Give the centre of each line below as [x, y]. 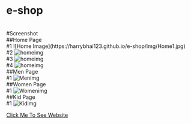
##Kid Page [21, 97]
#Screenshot [22, 33]
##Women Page [26, 84]
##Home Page [24, 40]
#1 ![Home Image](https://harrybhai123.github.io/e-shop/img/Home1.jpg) [96, 46]
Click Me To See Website [37, 115]
